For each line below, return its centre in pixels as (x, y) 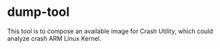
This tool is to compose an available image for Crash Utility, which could (110, 31)
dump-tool (39, 12)
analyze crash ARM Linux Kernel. (54, 38)
